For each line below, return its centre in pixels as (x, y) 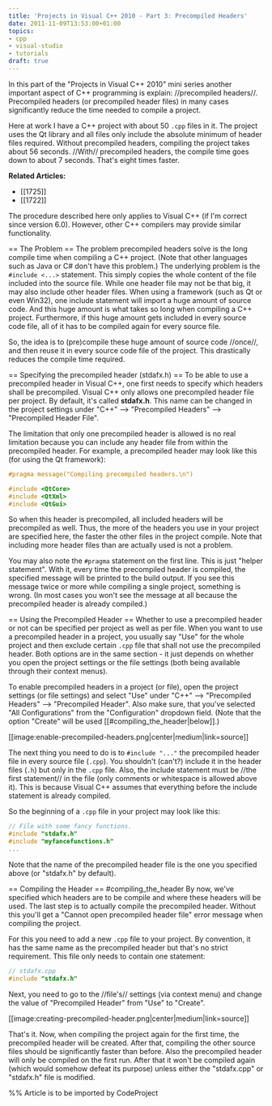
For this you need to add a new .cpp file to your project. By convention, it (130, 939)
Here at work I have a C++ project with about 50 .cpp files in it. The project (133, 126)
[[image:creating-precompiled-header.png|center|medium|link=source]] (129, 1018)
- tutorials (28, 53)
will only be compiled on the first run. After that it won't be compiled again (132, 1060)
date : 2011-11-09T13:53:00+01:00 (65, 23)
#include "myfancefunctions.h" (61, 842)
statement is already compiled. (60, 796)
